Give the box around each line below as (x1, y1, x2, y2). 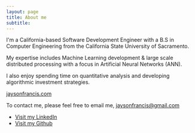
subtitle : (6, 20, 31, 26)
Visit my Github (14, 120, 53, 127)
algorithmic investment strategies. (6, 78, 90, 86)
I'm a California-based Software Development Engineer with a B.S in (6, 37, 175, 44)
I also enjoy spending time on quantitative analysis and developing (6, 72, 170, 80)
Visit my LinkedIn (14, 113, 57, 120)
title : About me (6, 14, 47, 20)
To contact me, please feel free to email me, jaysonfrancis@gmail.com (6, 102, 180, 109)
